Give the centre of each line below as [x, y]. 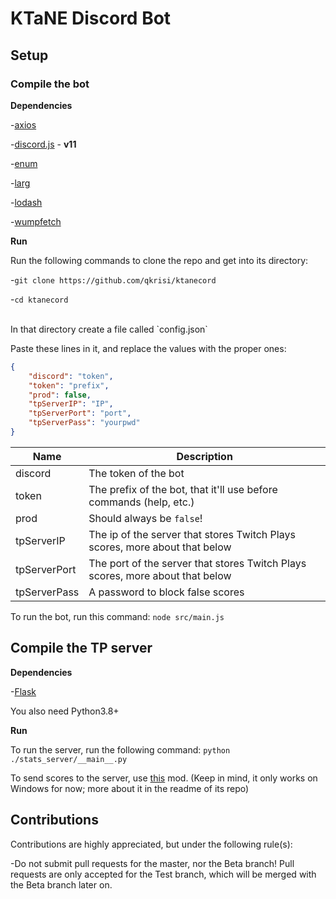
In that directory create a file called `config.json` [109, 329]
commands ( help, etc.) [141, 502]
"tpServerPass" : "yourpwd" [84, 423]
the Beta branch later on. [61, 884]
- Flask [23, 691]
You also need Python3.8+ [65, 711]
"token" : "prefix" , [69, 385]
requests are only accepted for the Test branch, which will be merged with [163, 874]
